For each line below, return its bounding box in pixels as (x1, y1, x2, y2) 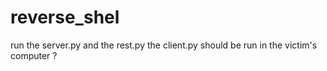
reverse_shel (10, 6, 120, 29)
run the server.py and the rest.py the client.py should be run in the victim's (10, 39, 318, 51)
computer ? (10, 49, 58, 61)
